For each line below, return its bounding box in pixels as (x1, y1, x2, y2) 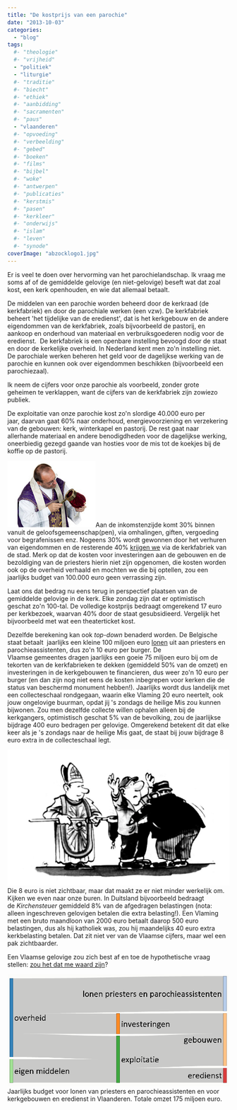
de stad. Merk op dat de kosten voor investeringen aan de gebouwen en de (7, 550, 226, 559)
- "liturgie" (13, 71, 52, 78)
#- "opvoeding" (13, 131, 59, 138)
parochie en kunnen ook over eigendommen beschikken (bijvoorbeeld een (7, 359, 224, 368)
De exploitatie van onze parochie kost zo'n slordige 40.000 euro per (7, 409, 206, 417)
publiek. (7, 395, 31, 404)
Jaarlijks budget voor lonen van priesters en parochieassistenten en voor (7, 1087, 220, 1095)
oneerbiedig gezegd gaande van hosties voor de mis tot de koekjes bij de (7, 439, 221, 448)
